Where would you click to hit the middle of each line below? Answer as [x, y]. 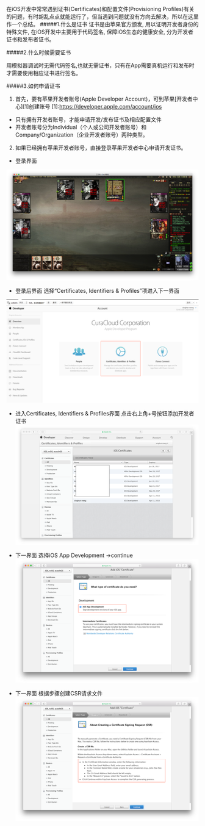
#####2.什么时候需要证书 [39, 52]
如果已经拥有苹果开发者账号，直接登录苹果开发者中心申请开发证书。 [101, 148]
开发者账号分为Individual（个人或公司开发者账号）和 [81, 127]
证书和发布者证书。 [31, 39]
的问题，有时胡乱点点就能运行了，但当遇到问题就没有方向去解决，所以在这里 [103, 16]
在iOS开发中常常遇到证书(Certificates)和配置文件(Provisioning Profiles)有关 [100, 9]
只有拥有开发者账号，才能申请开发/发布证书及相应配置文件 [88, 120]
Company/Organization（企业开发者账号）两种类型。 [81, 135]
